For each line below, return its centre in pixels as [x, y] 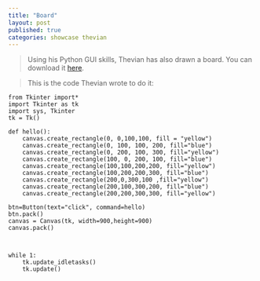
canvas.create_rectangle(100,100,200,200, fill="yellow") [119, 166]
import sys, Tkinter [42, 111]
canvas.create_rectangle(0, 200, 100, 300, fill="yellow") [121, 153]
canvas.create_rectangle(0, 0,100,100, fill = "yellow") [117, 139]
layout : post [29, 23]
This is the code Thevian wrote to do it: [91, 83]
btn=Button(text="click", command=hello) [77, 208]
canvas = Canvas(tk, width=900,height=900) [81, 221]
